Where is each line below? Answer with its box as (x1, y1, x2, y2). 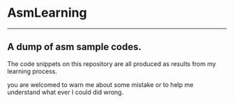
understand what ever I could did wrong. (7, 88, 124, 96)
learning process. (7, 67, 58, 75)
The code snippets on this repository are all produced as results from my (7, 59, 217, 68)
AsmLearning (7, 5, 87, 21)
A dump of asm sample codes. (7, 41, 141, 53)
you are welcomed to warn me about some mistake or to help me (7, 80, 194, 88)
